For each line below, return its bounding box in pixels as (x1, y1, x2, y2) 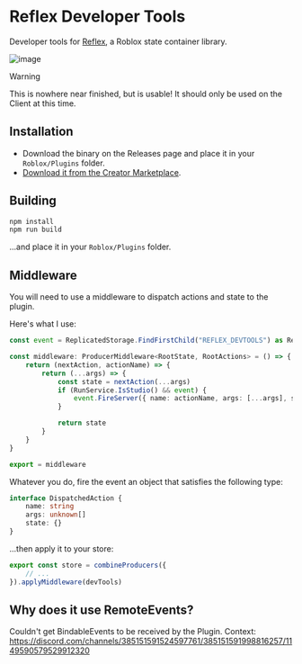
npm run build (9, 225, 63, 235)
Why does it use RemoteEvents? (9, 602, 194, 617)
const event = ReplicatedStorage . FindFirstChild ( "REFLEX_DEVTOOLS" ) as (9, 336, 283, 345)
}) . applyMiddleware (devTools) (9, 578, 123, 587)
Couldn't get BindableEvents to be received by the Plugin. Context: (9, 626, 256, 637)
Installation (9, 124, 74, 139)
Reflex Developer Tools (9, 6, 186, 27)
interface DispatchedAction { (9, 493, 123, 503)
